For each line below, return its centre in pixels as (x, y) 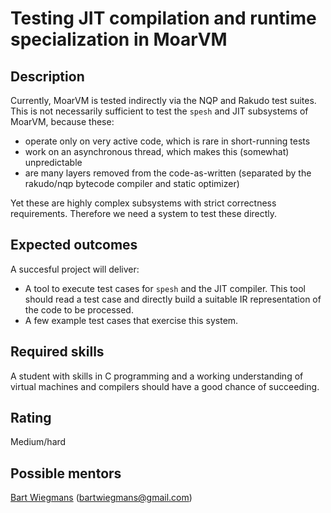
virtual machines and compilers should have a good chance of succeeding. (165, 386)
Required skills (57, 352)
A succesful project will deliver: (75, 269)
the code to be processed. (79, 309)
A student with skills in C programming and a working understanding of (157, 376)
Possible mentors (66, 473)
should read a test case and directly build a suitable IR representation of (173, 299)
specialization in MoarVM (119, 39)
